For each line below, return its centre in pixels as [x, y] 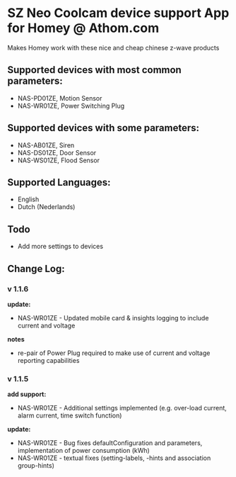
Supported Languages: [59, 182]
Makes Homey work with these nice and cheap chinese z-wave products [113, 47]
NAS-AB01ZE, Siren [46, 145]
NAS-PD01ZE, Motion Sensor [60, 98]
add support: [27, 394]
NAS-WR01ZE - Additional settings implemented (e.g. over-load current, [122, 408]
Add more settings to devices [60, 247]
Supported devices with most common [94, 70]
